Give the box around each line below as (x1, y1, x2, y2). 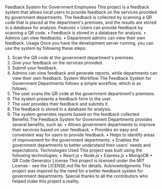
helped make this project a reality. (12, 178, 80, 184)
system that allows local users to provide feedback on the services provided (5, 9, 157, 15)
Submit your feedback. (12, 65, 58, 71)
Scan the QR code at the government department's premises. (12, 55, 135, 60)
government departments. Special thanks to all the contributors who (12, 173, 148, 179)
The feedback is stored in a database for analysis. (12, 106, 112, 112)
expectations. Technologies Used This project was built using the (12, 147, 143, 153)
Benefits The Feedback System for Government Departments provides (12, 116, 153, 122)
